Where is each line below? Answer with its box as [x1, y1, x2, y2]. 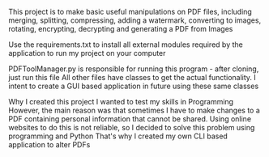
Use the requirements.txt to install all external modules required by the [8, 40, 243, 49]
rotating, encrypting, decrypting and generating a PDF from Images [8, 24, 233, 33]
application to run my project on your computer [8, 49, 166, 57]
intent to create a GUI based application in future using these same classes [8, 81, 259, 91]
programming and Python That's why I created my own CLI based [8, 131, 228, 141]
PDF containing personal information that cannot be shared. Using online [8, 114, 252, 124]
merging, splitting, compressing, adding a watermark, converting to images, [8, 15, 262, 25]
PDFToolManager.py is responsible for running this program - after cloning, [8, 64, 259, 74]
